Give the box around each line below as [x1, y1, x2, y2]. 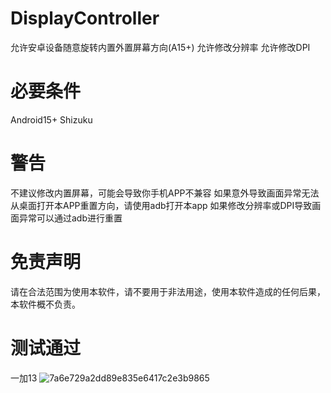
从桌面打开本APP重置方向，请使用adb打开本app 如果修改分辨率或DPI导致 [10, 199, 313, 211]
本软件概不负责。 [10, 298, 81, 310]
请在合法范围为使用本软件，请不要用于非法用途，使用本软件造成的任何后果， [10, 285, 326, 297]
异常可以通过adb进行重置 [18, 212, 123, 224]
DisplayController [10, 7, 160, 30]
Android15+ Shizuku [10, 113, 93, 126]
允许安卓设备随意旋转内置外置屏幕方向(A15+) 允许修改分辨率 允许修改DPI [10, 41, 311, 53]
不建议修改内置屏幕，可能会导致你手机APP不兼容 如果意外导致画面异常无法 [10, 187, 320, 199]
